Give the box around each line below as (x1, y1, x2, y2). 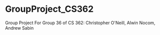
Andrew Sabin (5, 25, 34, 31)
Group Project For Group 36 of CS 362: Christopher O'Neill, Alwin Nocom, (5, 20, 156, 26)
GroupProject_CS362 (5, 3, 94, 15)
